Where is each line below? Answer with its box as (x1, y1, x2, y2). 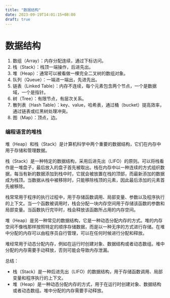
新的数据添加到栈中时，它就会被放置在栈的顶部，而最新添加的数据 (27, 170, 165, 177)
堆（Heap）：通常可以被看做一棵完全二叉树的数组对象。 (12, 70, 128, 76)
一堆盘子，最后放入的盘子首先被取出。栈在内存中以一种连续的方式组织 (14, 164, 160, 170)
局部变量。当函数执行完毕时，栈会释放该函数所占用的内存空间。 (5, 207, 138, 213)
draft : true (5, 17, 30, 22)
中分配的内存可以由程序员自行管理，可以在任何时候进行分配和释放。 (5, 230, 147, 236)
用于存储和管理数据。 (5, 147, 50, 153)
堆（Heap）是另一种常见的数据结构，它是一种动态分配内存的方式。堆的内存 (5, 217, 163, 223)
